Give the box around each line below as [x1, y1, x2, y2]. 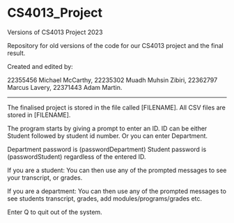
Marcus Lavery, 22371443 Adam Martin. [7, 83, 123, 91]
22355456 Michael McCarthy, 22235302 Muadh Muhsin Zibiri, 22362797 [7, 75, 218, 84]
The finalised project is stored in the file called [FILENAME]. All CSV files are [7, 103, 226, 111]
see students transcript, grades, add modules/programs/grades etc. [7, 194, 203, 203]
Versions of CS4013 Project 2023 [7, 28, 103, 36]
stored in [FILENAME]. [7, 110, 71, 119]
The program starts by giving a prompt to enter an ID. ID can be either [7, 124, 208, 132]
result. [7, 49, 26, 57]
